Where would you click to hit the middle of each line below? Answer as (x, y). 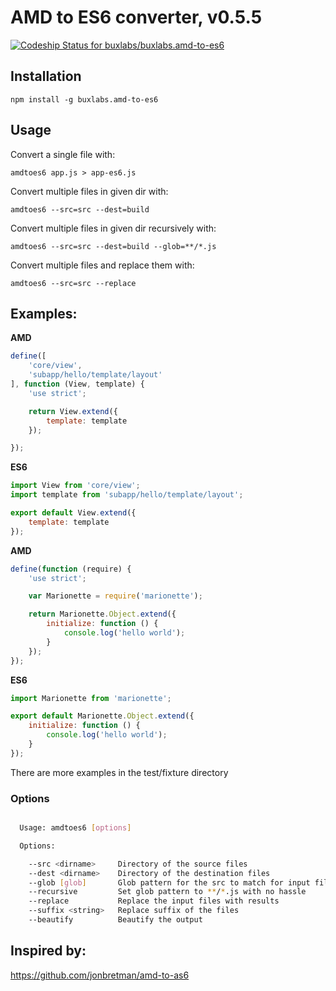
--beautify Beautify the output (115, 920)
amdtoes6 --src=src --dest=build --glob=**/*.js (113, 246)
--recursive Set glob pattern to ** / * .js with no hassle (167, 892)
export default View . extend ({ (73, 513)
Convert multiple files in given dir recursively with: (113, 228)
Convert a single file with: (63, 154)
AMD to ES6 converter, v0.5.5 (136, 17)
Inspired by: (48, 951)
